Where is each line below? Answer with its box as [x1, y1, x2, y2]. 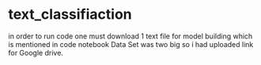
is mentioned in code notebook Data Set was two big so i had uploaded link [8, 39, 254, 49]
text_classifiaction [8, 5, 132, 23]
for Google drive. [8, 48, 63, 57]
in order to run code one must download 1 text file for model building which [8, 31, 253, 41]
